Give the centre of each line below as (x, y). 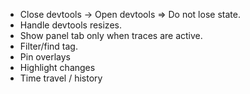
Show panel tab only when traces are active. (111, 35)
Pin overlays (45, 57)
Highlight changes (57, 67)
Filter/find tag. (48, 46)
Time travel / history (61, 78)
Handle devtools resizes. (70, 25)
